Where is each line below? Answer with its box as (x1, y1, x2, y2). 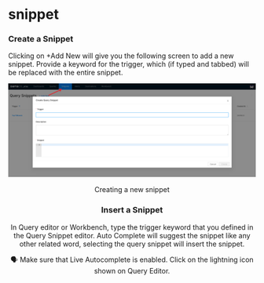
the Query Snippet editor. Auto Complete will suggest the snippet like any (13, 230, 251, 240)
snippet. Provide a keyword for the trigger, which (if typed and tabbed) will (8, 60, 250, 69)
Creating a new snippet (93, 185, 170, 194)
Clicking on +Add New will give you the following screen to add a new (8, 51, 234, 60)
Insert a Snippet (101, 205, 163, 216)
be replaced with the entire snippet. (8, 68, 123, 78)
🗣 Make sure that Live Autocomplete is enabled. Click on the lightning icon (10, 255, 254, 264)
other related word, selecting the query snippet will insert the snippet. (19, 239, 245, 249)
